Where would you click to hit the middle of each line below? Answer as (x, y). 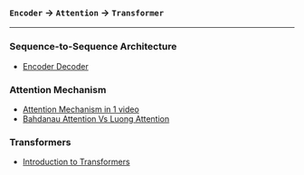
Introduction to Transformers (76, 162)
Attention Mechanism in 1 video (81, 109)
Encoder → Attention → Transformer (87, 13)
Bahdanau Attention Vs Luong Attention (96, 118)
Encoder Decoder (55, 66)
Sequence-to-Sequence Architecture (93, 47)
